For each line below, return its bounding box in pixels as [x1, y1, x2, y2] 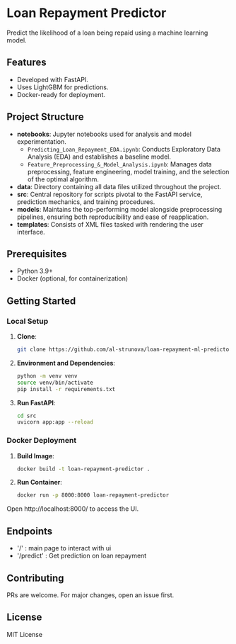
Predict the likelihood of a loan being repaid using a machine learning [6, 28, 208, 37]
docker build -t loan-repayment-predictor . [16, 465, 151, 473]
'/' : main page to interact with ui [16, 544, 112, 553]
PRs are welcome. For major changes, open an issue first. [6, 590, 175, 599]
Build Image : [16, 451, 54, 460]
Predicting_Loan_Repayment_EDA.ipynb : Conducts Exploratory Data [27, 145, 220, 153]
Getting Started [6, 295, 76, 307]
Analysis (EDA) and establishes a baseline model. [27, 152, 171, 161]
